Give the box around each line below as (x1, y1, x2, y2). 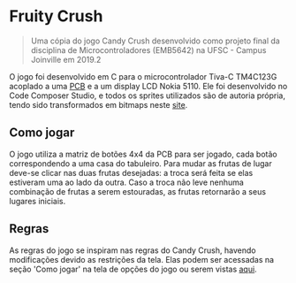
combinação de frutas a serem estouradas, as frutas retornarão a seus (9, 186, 267, 196)
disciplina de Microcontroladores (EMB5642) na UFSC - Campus (30, 44, 267, 55)
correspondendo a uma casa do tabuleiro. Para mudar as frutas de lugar (9, 157, 272, 169)
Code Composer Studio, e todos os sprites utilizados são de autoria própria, (9, 90, 285, 101)
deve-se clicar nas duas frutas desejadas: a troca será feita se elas (9, 167, 254, 178)
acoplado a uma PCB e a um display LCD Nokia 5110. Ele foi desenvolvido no (9, 80, 288, 91)
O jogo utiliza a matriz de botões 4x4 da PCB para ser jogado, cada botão (9, 149, 277, 159)
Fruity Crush (9, 6, 103, 27)
